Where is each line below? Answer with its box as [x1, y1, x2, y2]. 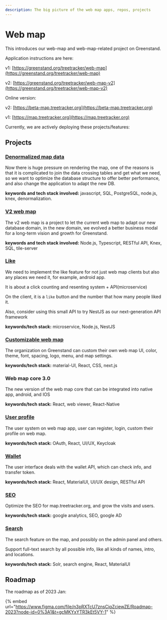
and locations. [5, 551, 34, 557]
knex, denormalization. [5, 195, 52, 201]
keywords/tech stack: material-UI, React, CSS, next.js [5, 362, 117, 368]
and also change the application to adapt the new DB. [5, 180, 116, 186]
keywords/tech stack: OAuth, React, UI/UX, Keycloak [5, 440, 116, 446]
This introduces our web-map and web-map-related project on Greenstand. [5, 45, 161, 51]
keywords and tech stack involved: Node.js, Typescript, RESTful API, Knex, [5, 239, 162, 245]
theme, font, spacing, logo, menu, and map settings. [5, 353, 112, 359]
